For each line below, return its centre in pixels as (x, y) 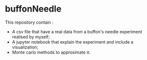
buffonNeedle (33, 9)
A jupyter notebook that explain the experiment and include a (73, 42)
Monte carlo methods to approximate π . (51, 52)
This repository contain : (29, 22)
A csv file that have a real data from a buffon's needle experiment (77, 31)
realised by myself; (31, 37)
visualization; (25, 47)
